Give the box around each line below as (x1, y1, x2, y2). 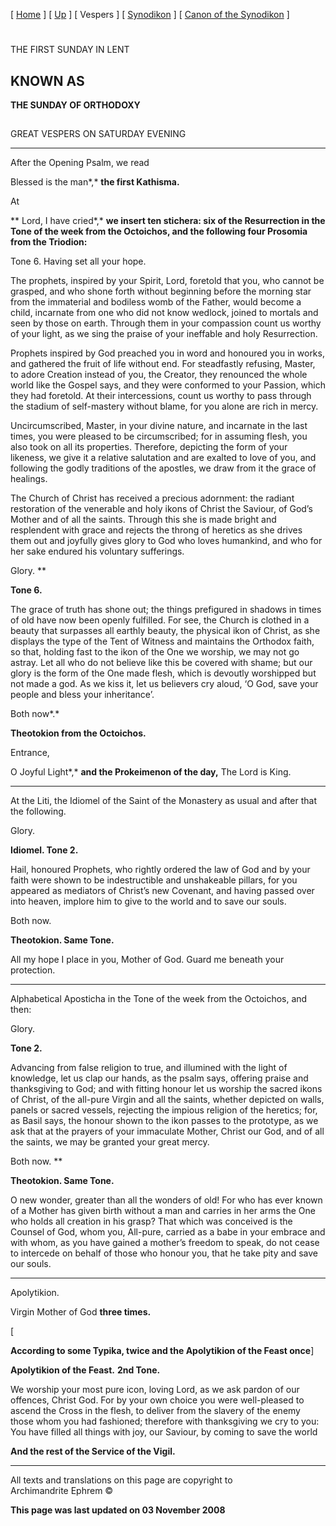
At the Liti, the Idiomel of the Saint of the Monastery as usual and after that (10, 795, 318, 807)
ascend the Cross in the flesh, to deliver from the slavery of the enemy (10, 1405, 301, 1417)
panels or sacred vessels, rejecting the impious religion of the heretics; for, (10, 1104, 318, 1116)
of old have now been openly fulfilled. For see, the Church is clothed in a (10, 614, 310, 626)
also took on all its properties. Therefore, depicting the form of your (10, 441, 288, 453)
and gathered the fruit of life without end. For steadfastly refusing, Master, (10, 358, 316, 370)
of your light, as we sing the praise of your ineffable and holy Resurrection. (10, 328, 318, 340)
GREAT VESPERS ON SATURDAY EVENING (10, 128, 187, 140)
